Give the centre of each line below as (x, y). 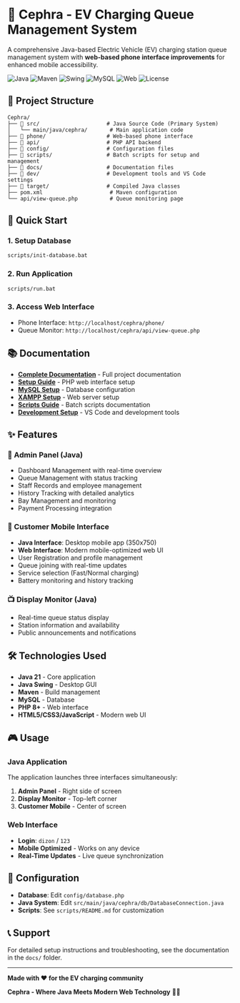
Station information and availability (69, 625)
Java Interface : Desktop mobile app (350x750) (87, 543)
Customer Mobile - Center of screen (72, 807)
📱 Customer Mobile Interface (58, 527)
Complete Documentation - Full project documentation (99, 374)
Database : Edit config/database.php (71, 895)
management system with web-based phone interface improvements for (116, 57)
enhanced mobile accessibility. (53, 64)
